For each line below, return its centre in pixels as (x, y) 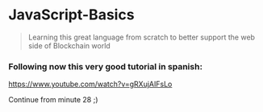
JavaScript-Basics (71, 15)
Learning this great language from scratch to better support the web (142, 37)
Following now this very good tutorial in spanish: (106, 66)
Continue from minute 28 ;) (53, 100)
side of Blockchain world (69, 45)
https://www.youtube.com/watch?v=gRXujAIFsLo (90, 84)
